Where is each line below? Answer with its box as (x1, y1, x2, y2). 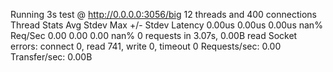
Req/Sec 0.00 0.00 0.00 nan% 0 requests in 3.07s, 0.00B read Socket (10, 30, 298, 41)
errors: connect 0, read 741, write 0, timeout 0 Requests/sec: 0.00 (10, 40, 282, 52)
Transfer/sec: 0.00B (10, 51, 93, 63)
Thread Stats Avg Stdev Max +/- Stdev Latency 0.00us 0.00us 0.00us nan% (10, 19, 323, 31)
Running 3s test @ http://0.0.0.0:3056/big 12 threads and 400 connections (10, 9, 317, 20)
